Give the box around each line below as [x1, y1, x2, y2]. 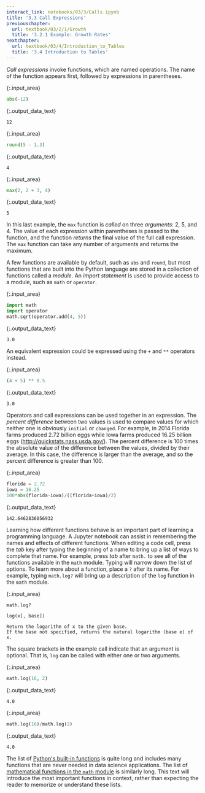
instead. [6, 354, 27, 361]
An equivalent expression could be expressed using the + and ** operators [6, 347, 195, 355]
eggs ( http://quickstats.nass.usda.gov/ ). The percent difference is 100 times [6, 437, 198, 445]
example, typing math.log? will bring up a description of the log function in [6, 571, 195, 579]
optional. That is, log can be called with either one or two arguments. [6, 652, 181, 659]
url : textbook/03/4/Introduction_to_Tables [12, 44, 125, 50]
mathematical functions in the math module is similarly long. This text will [6, 768, 190, 775]
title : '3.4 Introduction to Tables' [12, 49, 109, 55]
